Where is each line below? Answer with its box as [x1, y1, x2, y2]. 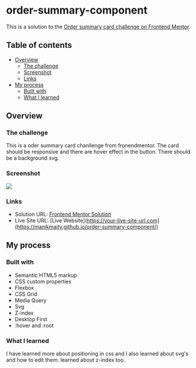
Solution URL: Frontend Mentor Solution [14, 211, 112, 218]
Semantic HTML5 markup [14, 272, 77, 279]
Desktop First [14, 315, 48, 322]
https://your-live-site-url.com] [86, 217, 160, 224]
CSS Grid [14, 290, 37, 298]
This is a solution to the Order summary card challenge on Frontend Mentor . [6, 23, 191, 30]
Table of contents [6, 40, 72, 50]
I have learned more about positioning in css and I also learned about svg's [6, 350, 189, 357]
